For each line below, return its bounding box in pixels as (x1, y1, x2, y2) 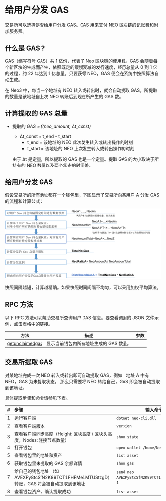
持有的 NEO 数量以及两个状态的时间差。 (12, 162, 94, 168)
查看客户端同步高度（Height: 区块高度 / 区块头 (14, 431, 108, 437)
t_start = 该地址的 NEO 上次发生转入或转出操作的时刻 (27, 145, 135, 151)
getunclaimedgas (7, 340, 43, 346)
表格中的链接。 (22, 321, 53, 327)
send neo (116, 470, 134, 475)
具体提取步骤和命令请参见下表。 (5, 395, 70, 401)
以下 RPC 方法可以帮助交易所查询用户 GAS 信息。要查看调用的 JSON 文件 (5, 314, 155, 320)
